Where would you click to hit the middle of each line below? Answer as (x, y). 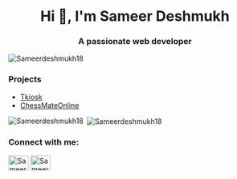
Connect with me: (44, 142)
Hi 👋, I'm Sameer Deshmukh (135, 16)
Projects (25, 79)
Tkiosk (31, 97)
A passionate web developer (135, 42)
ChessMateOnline (49, 105)
